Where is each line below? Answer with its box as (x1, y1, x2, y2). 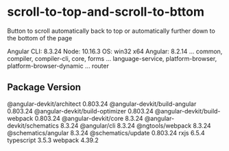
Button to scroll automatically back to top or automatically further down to (7, 27, 216, 35)
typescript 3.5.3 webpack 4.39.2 (7, 136, 99, 144)
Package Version (7, 81, 81, 93)
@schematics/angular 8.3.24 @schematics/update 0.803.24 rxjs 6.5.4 (7, 128, 205, 137)
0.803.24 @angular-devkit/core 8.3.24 (34, 114, 143, 122)
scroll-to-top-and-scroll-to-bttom (7, 4, 204, 20)
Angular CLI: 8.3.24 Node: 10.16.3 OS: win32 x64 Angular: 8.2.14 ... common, (7, 47, 223, 55)
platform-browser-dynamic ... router (7, 61, 110, 70)
